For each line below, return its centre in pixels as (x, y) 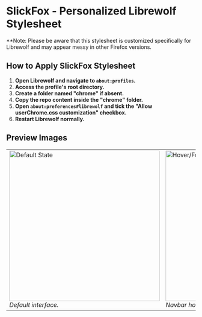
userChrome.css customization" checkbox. (71, 112)
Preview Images (37, 138)
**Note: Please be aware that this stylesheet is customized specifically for (99, 40)
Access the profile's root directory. (60, 87)
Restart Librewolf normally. (50, 119)
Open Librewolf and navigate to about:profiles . (75, 80)
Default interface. (34, 304)
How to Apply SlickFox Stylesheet (71, 66)
